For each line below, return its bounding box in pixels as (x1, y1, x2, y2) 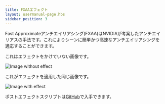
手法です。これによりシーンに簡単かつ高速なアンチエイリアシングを (22, 37, 160, 43)
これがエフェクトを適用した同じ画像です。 (5, 74, 91, 80)
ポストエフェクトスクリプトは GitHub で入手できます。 (5, 94, 115, 100)
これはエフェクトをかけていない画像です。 (5, 53, 91, 59)
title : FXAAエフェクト (5, 7, 48, 12)
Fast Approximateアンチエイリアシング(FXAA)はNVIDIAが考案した (5, 31, 139, 37)
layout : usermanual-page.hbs (5, 12, 65, 17)
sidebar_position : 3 (5, 16, 48, 21)
